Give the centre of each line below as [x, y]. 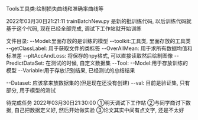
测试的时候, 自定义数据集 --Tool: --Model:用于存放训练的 [119, 63]
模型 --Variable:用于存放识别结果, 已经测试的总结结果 [71, 70]
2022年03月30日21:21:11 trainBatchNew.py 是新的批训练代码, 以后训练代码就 [99, 21]
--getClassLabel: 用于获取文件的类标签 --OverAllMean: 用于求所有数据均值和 [99, 48]
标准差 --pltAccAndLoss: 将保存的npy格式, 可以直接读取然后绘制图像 [90, 56]
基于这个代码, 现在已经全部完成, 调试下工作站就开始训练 [74, 29]
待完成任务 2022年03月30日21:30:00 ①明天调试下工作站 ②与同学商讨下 [96, 103]
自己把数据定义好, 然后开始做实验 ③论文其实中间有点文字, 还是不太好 [99, 110]
